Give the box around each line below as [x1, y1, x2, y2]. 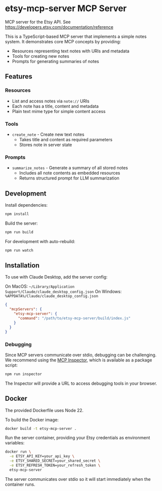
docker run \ [5, 449, 31, 454]
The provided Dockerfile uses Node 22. [5, 407, 84, 413]
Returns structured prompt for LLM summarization [19, 175, 119, 181]
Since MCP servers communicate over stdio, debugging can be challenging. [5, 352, 157, 358]
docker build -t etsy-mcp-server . [5, 426, 77, 431]
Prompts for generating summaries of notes [12, 58, 99, 64]
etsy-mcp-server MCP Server [5, 3, 127, 14]
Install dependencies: [5, 202, 48, 208]
